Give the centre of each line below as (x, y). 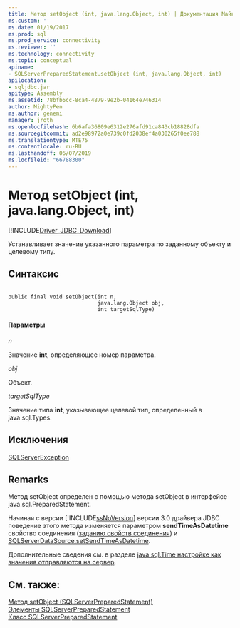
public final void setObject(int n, (62, 297)
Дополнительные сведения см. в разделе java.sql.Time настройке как (115, 554)
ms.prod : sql (27, 34)
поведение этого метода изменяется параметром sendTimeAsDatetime (118, 526)
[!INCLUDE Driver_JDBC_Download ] (60, 230)
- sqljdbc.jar (29, 87)
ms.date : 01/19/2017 (39, 27)
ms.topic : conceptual (40, 61)
